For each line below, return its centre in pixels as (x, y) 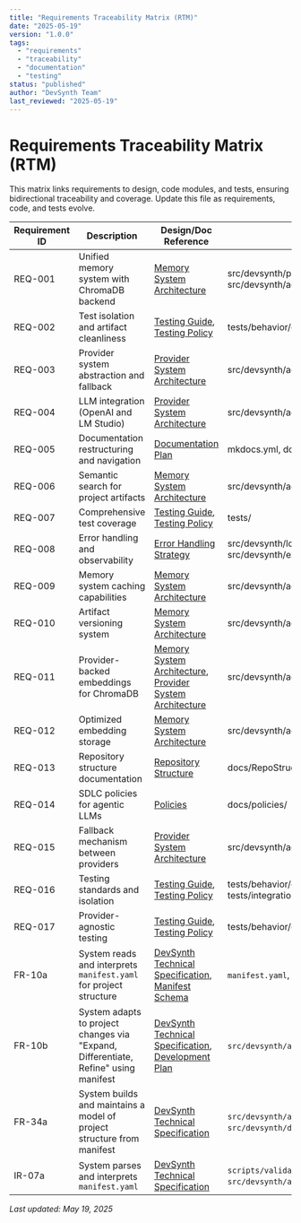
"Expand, (98, 1045)
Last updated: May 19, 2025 (61, 1209)
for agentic (102, 805)
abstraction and (112, 376)
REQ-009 (34, 586)
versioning (101, 623)
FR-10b (31, 1045)
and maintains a (112, 1106)
